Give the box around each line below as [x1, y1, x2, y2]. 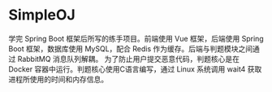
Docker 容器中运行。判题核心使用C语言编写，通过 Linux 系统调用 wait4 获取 [8, 64, 262, 74]
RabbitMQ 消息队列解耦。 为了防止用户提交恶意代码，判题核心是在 [17, 54, 240, 64]
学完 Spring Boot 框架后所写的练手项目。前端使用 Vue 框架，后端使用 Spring [8, 33, 264, 43]
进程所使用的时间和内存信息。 [8, 74, 108, 84]
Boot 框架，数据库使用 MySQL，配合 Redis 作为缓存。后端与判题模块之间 [8, 43, 253, 54]
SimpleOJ [8, 6, 76, 24]
